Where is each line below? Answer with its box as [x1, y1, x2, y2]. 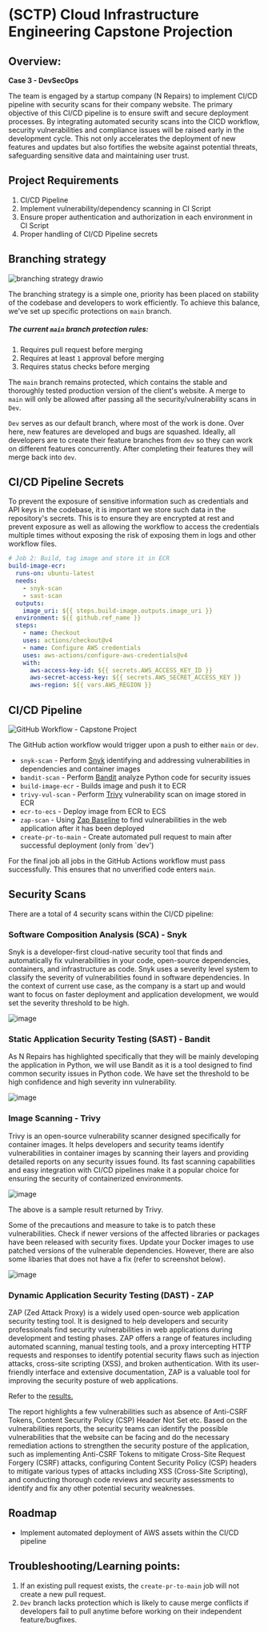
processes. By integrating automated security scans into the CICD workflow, [8, 117, 260, 126]
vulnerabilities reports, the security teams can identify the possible [8, 1423, 228, 1434]
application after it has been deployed [19, 823, 146, 833]
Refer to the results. [8, 1391, 74, 1401]
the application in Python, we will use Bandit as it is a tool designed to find [8, 1061, 253, 1070]
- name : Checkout [22, 629, 81, 637]
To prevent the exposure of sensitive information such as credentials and [8, 496, 249, 506]
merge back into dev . [8, 452, 78, 462]
